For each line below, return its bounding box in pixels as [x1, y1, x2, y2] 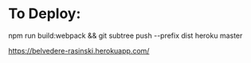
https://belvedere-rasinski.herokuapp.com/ [8, 46, 150, 55]
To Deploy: [8, 5, 81, 23]
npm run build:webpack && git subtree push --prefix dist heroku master [8, 31, 243, 40]
